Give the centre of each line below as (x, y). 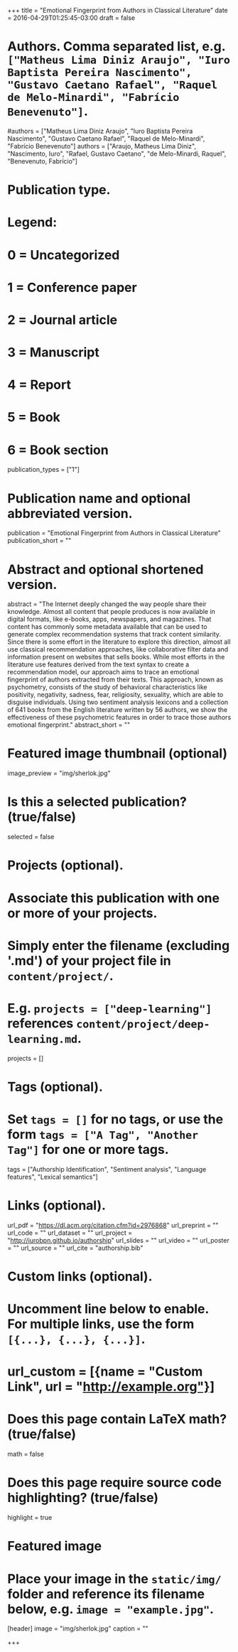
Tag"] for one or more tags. (88, 1150)
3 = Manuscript (53, 353)
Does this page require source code (115, 1483)
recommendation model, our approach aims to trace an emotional (103, 672)
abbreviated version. (70, 513)
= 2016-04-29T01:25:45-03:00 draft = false (71, 18)
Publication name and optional (99, 498)
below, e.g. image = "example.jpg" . (111, 1609)
